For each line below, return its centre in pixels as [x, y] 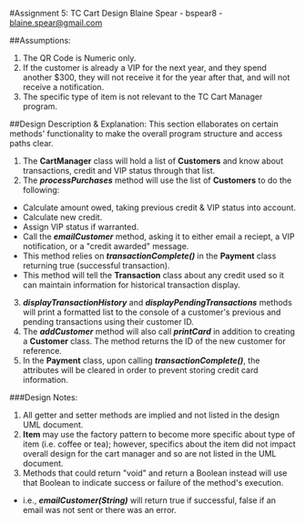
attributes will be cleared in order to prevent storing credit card [140, 370]
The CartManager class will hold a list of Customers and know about [153, 161]
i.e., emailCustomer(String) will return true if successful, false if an [149, 500]
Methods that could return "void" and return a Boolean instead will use [155, 473]
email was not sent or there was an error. [99, 510]
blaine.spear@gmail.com [56, 23]
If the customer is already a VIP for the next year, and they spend [144, 68]
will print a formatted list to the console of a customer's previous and [152, 312]
